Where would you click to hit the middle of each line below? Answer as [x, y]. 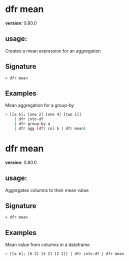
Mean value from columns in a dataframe [47, 245]
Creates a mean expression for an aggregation [53, 50]
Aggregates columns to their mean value [47, 190]
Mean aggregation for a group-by [39, 105]
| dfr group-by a [32, 124]
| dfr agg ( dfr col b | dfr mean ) [50, 128]
